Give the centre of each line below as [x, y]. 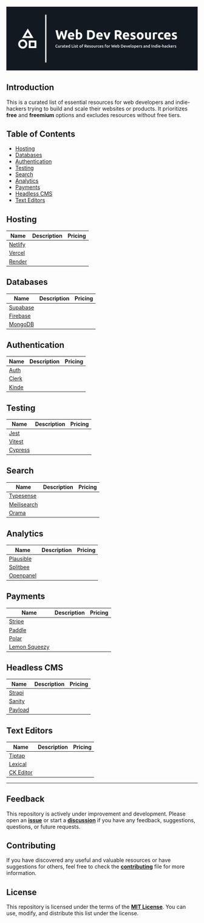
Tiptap [17, 755]
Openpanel [23, 576]
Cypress [19, 450]
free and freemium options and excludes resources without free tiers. [94, 115]
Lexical [18, 764]
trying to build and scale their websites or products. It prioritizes [108, 108]
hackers [16, 108]
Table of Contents [41, 134]
